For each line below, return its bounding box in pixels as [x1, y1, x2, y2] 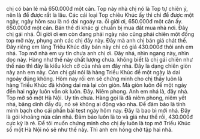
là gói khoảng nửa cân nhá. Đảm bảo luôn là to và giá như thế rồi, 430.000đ [6, 113, 193, 120]
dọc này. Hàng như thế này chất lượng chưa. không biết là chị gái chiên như [6, 56, 193, 63]
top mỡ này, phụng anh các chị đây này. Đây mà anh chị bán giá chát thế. [6, 37, 188, 44]
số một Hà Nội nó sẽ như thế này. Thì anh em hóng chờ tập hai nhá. [6, 126, 173, 133]
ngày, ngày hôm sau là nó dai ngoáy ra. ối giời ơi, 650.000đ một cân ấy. [6, 18, 183, 25]
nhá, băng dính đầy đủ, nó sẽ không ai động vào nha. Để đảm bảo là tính [6, 101, 186, 107]
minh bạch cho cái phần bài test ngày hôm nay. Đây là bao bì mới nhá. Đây [6, 107, 191, 114]
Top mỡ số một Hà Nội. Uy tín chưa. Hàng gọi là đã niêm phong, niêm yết [6, 94, 187, 101]
